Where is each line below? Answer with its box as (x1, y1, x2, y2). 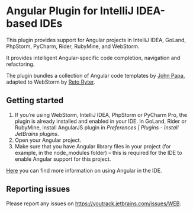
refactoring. (6, 61, 35, 68)
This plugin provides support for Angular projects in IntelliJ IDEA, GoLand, (6, 36, 186, 43)
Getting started (6, 96, 64, 106)
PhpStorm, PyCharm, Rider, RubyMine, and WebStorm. (6, 43, 140, 50)
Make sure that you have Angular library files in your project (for (14, 142, 171, 150)
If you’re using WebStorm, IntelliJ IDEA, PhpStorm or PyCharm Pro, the (14, 111, 188, 118)
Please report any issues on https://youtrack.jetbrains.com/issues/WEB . (6, 200, 182, 207)
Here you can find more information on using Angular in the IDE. (6, 167, 162, 174)
